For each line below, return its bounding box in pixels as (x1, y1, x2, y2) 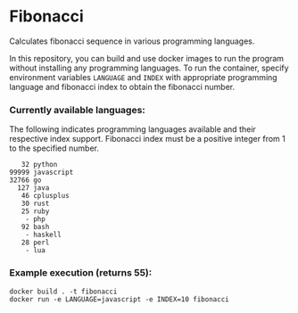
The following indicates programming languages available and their (9, 124, 256, 135)
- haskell (25, 230, 62, 240)
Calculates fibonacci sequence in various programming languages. (9, 36, 255, 46)
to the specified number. (9, 143, 100, 153)
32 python (21, 161, 58, 169)
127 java (17, 184, 50, 193)
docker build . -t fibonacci (9, 287, 118, 296)
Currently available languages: (9, 103, 145, 116)
